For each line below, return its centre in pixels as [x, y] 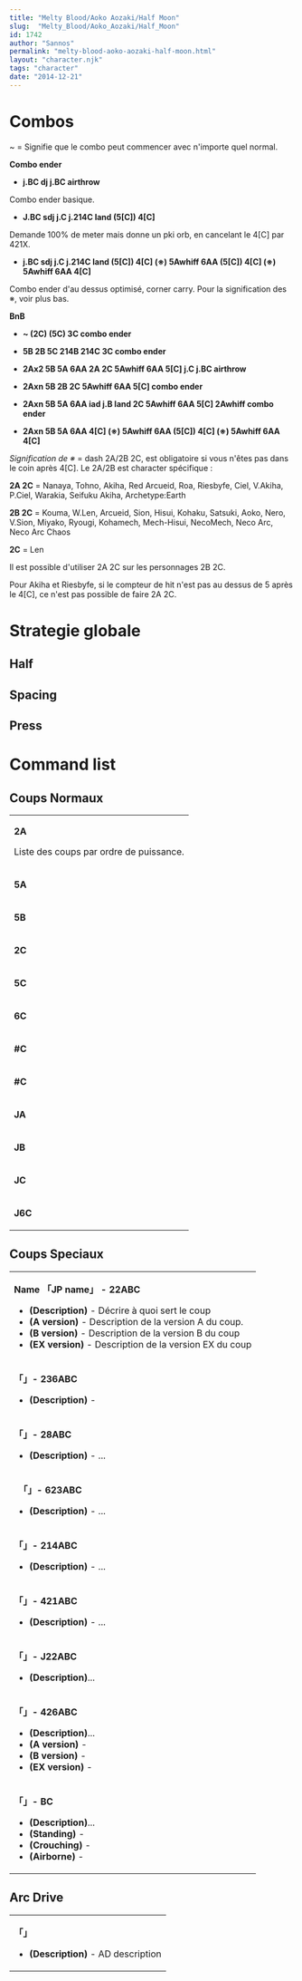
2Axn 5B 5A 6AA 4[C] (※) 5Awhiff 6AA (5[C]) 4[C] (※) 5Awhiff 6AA [151, 430]
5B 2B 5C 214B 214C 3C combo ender [94, 351]
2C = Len [27, 549]
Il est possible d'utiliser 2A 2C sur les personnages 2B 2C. [118, 566]
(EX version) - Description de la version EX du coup [141, 1344]
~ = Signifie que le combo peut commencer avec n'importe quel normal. [144, 147]
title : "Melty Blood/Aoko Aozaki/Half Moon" [94, 18]
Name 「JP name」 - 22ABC [77, 1290]
